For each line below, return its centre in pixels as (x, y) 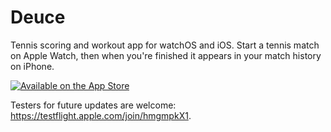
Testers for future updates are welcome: (93, 105)
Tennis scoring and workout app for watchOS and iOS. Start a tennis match (165, 45)
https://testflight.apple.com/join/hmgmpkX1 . (101, 115)
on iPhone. (32, 66)
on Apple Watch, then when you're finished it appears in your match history (166, 55)
